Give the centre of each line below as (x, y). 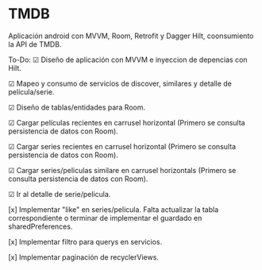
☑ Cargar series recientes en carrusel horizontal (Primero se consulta (122, 146)
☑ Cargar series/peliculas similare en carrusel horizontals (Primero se (122, 170)
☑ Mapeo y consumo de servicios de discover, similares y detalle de (120, 83)
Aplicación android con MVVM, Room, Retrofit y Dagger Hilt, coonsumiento (131, 36)
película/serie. (31, 91)
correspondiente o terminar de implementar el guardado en (105, 218)
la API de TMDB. (35, 44)
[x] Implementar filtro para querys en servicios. (85, 241)
